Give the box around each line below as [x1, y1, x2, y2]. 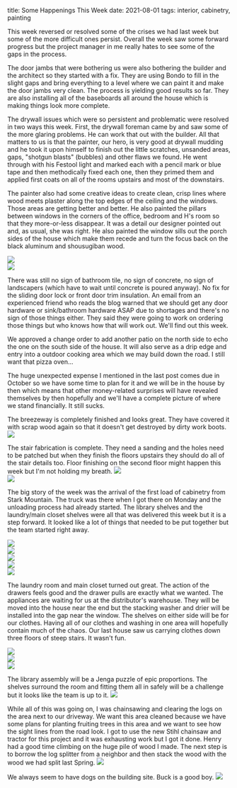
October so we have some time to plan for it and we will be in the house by [7, 379, 225, 387]
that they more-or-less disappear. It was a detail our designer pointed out [7, 219, 221, 228]
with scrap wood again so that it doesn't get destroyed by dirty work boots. [7, 423, 227, 431]
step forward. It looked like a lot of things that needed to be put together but [7, 518, 229, 526]
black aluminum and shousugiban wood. [7, 242, 125, 250]
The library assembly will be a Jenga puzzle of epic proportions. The [7, 675, 208, 683]
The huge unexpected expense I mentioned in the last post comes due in [7, 372, 220, 379]
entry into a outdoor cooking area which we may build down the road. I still [7, 350, 225, 358]
